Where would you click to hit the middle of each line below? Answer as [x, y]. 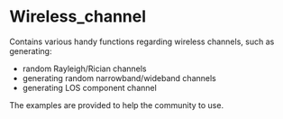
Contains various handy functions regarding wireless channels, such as [142, 41]
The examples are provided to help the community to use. [116, 105]
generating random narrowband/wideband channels [119, 78]
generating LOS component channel [90, 87]
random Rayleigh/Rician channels [84, 69]
